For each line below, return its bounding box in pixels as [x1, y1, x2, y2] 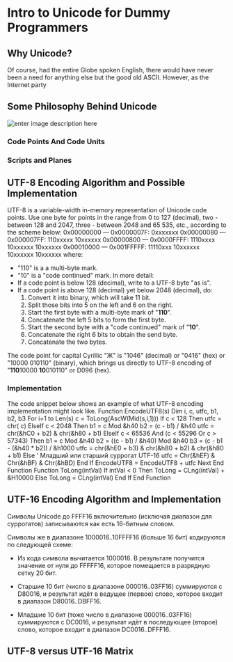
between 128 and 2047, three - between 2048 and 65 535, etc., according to [7, 221, 227, 229]
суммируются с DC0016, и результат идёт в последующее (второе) [17, 617, 218, 626]
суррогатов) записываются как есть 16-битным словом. [7, 519, 175, 528]
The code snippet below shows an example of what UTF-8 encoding [7, 399, 204, 408]
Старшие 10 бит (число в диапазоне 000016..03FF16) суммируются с [17, 582, 223, 590]
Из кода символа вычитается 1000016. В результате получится [17, 553, 205, 562]
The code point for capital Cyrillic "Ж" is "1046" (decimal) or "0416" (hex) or [7, 352, 225, 360]
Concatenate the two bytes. [27, 338, 108, 346]
